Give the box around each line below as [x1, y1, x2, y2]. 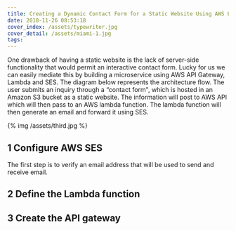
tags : [7, 37, 23, 44]
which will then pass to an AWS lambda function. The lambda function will [7, 100, 221, 109]
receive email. [7, 168, 48, 176]
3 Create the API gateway [7, 212, 121, 224]
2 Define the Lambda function [7, 188, 140, 200]
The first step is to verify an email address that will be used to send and [7, 160, 214, 169]
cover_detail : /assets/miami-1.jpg [7, 29, 112, 37]
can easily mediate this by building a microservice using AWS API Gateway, [7, 71, 225, 79]
